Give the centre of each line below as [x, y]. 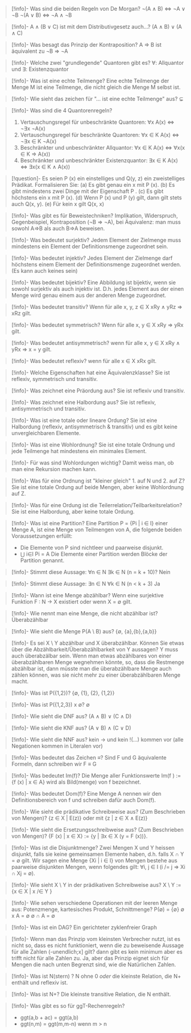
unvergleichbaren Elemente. [46, 433]
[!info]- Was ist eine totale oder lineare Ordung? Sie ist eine [84, 420]
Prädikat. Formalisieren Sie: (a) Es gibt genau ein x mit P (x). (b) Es [93, 185]
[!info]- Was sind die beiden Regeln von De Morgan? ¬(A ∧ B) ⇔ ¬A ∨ [98, 9]
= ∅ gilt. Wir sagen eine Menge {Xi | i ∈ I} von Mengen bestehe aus [94, 861]
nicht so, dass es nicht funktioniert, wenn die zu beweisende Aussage [97, 945]
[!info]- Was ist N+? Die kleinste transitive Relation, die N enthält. [91, 994]
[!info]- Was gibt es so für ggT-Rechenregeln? [68, 1006]
